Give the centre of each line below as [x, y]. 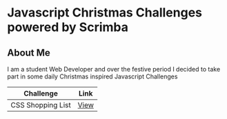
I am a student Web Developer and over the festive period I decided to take [114, 69]
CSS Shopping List [41, 105]
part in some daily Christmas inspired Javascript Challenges [92, 76]
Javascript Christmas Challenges [105, 13]
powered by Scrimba [68, 27]
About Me [29, 53]
